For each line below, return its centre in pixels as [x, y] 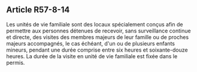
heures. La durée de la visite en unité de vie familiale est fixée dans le [92, 56]
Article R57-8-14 [38, 10]
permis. [16, 62]
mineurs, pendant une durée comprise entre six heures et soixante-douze [97, 50]
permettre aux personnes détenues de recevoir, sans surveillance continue [99, 31]
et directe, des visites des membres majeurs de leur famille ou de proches [98, 37]
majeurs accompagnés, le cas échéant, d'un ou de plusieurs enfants [91, 43]
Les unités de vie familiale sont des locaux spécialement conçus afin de [95, 24]
